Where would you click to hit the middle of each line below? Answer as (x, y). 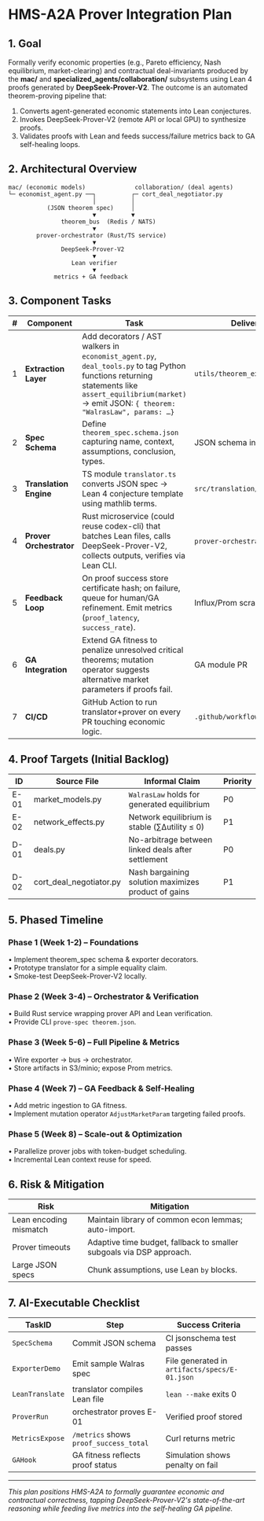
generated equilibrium (169, 805)
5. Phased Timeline (56, 920)
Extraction (45, 369)
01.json (180, 1377)
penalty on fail (192, 1464)
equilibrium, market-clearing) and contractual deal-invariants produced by (128, 71)
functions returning (117, 375)
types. (93, 461)
